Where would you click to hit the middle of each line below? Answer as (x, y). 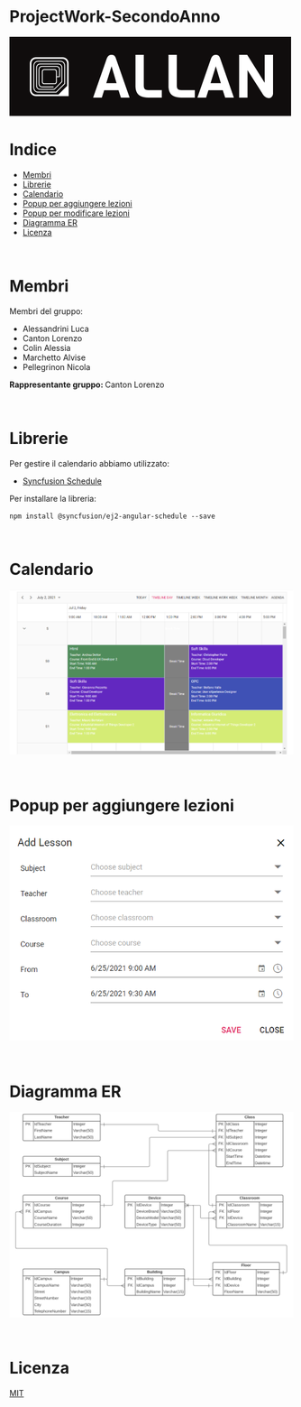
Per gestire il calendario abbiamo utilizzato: (89, 463)
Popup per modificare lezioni (76, 213)
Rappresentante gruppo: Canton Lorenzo (87, 384)
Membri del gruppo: (46, 311)
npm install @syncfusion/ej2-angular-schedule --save (113, 516)
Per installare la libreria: (53, 498)
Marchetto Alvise (54, 357)
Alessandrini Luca (56, 329)
